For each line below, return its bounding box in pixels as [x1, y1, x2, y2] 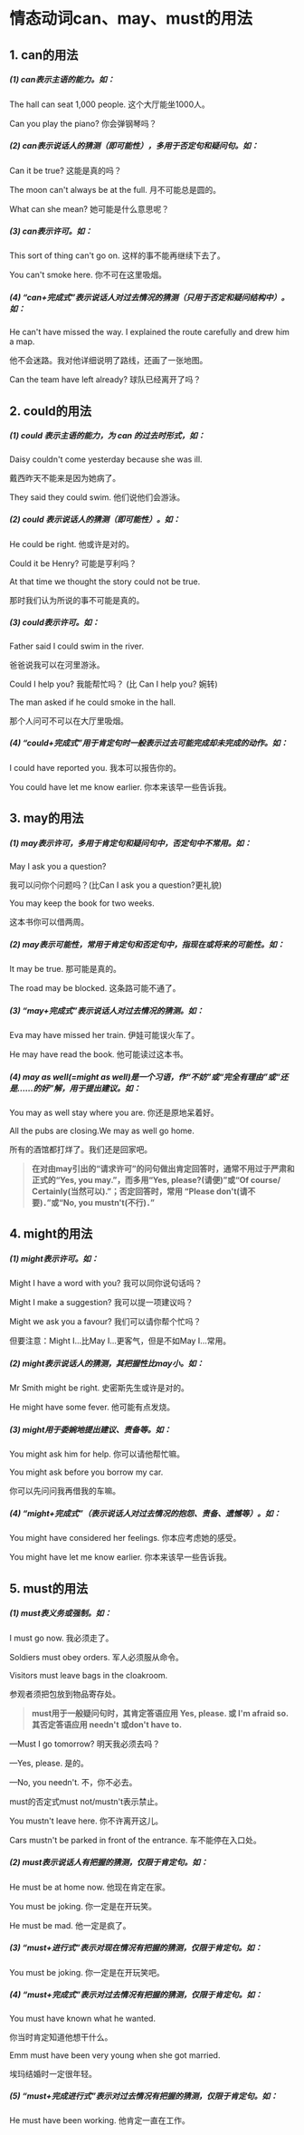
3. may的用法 [9, 811, 84, 826]
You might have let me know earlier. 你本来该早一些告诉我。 [9, 1552, 233, 1563]
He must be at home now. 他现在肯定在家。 [9, 1881, 170, 1892]
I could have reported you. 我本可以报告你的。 [9, 762, 181, 773]
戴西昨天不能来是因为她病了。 [9, 472, 120, 483]
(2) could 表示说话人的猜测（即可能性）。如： [9, 514, 181, 525]
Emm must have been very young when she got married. [9, 2049, 221, 2061]
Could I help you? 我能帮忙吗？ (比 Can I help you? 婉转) [9, 678, 218, 689]
